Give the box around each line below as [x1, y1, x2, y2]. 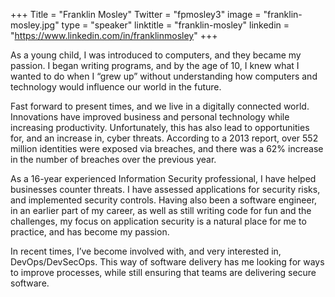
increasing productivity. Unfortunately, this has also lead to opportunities [10, 122, 310, 133]
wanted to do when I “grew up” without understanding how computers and [10, 70, 318, 82]
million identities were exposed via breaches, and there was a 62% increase [10, 143, 324, 154]
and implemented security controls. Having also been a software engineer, [10, 194, 318, 206]
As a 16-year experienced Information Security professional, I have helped [10, 173, 317, 184]
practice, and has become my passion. [10, 226, 170, 238]
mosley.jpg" [10, 19, 60, 31]
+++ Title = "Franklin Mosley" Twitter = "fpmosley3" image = [10, 9, 262, 20]
